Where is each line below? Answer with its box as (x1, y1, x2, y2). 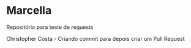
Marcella (6, 4, 52, 17)
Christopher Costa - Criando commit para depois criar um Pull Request (6, 35, 185, 42)
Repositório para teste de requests (6, 23, 94, 31)
